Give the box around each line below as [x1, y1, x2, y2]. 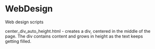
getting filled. [5, 38, 31, 44]
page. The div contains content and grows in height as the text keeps [5, 33, 143, 39]
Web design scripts [5, 19, 44, 25]
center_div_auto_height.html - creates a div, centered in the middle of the [5, 28, 151, 34]
